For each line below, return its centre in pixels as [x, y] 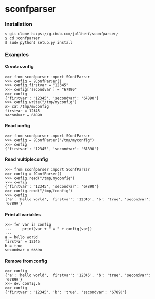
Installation [19, 24]
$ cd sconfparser [23, 38]
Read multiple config [26, 159]
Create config [19, 66]
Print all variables [23, 214]
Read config [17, 126]
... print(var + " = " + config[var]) [49, 229]
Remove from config [26, 261]
